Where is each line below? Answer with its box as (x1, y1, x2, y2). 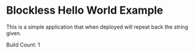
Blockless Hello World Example (6, 4, 164, 17)
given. (6, 29, 22, 36)
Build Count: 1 (6, 41, 41, 48)
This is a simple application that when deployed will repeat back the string (6, 23, 189, 30)
